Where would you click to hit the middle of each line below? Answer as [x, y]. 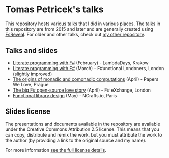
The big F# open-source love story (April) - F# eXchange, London [82, 90]
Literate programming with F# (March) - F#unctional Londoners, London [88, 68]
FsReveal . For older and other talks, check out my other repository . [75, 34]
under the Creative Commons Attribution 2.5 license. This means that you [82, 129]
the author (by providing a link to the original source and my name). [76, 140]
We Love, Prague [31, 84]
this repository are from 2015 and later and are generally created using [79, 29]
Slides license [28, 112]
